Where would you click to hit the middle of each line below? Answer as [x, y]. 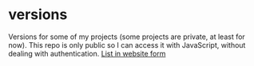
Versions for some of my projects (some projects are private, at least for [127, 37]
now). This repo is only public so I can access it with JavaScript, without [127, 45]
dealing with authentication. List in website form [87, 53]
